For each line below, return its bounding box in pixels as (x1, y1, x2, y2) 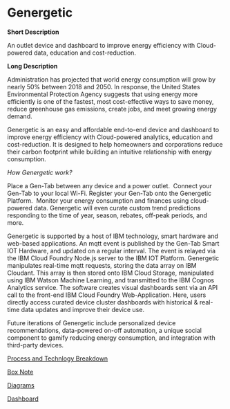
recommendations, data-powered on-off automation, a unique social (7, 326, 202, 334)
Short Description (7, 28, 60, 36)
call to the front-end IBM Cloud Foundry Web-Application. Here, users (7, 291, 207, 299)
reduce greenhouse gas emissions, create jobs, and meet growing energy (7, 104, 218, 113)
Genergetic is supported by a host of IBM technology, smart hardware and (7, 232, 219, 240)
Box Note (7, 367, 34, 376)
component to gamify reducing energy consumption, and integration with (7, 334, 215, 342)
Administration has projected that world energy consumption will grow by (7, 75, 216, 84)
